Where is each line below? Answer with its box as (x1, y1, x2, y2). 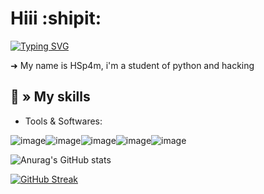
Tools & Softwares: (24, 115, 103, 127)
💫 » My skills (10, 88, 91, 106)
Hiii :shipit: (10, 7, 102, 30)
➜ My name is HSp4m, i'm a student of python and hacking (10, 59, 255, 71)
